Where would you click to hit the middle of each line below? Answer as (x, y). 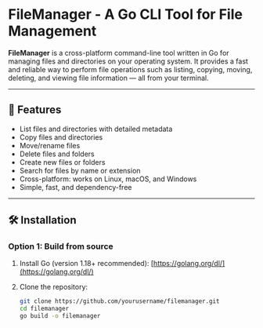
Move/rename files (50, 145)
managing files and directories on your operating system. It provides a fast (128, 61)
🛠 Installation (42, 220)
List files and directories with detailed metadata (96, 129)
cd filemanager (44, 309)
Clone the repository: (54, 287)
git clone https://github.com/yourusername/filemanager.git (119, 301)
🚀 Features (35, 110)
